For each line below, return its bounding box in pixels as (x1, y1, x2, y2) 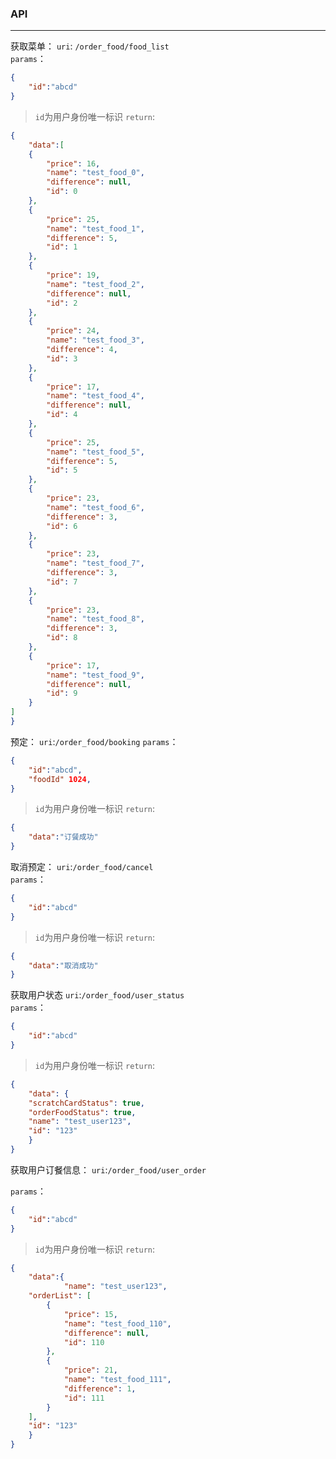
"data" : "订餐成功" (28, 832, 99, 842)
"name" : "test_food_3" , (46, 335, 145, 346)
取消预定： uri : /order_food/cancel (10, 861, 154, 873)
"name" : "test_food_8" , (46, 614, 145, 624)
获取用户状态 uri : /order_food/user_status (10, 989, 185, 1001)
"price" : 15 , (63, 1309, 118, 1319)
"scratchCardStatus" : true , (28, 1098, 145, 1108)
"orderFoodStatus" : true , (28, 1107, 137, 1117)
